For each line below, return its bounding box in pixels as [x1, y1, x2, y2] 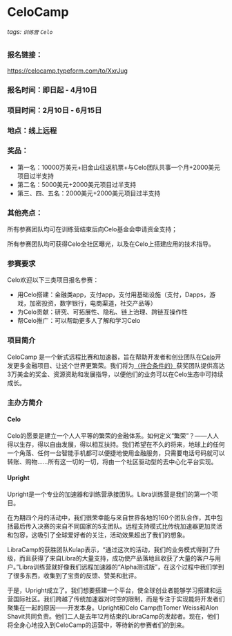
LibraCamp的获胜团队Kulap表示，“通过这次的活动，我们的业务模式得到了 [7, 545, 215, 554]
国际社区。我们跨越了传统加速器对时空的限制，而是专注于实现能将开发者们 [12, 595, 225, 603]
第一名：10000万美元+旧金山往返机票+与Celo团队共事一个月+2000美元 [17, 163, 221, 171]
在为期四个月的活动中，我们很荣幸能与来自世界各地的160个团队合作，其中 [7, 513, 217, 522]
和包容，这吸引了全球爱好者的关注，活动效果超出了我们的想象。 [7, 531, 188, 539]
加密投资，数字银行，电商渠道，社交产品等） [29, 299, 157, 308]
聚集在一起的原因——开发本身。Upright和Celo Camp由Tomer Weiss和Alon [7, 603, 219, 612]
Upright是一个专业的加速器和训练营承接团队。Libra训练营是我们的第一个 [7, 490, 213, 499]
